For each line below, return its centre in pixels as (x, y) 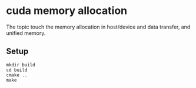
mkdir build (21, 65)
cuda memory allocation (67, 11)
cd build (17, 70)
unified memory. (26, 33)
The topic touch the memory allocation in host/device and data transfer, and (98, 27)
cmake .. (17, 75)
